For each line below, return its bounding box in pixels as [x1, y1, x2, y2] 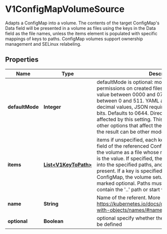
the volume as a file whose [96, 149, 159, 156]
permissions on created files [96, 84, 163, 91]
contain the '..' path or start [96, 186, 160, 193]
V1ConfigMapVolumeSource [5, 3, 125, 15]
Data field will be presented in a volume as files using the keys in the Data [5, 25, 156, 31]
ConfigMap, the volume [96, 173, 152, 180]
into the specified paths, [96, 161, 153, 168]
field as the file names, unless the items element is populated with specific [5, 30, 158, 36]
